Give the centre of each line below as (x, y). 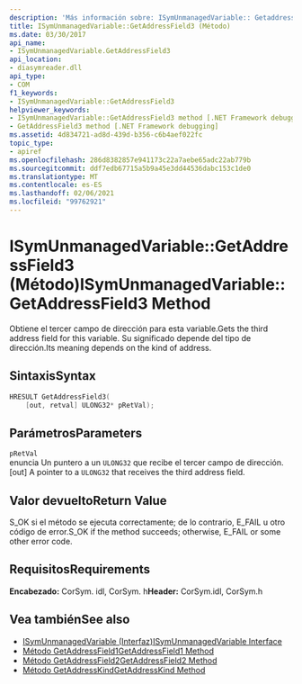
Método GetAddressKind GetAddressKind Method (114, 670)
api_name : (28, 43)
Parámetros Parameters (76, 433)
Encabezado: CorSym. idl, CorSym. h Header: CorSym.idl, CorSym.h (136, 591)
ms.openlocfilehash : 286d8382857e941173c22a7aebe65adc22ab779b (130, 160)
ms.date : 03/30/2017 (48, 34)
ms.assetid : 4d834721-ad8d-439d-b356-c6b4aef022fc (106, 135)
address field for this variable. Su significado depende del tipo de (130, 337)
